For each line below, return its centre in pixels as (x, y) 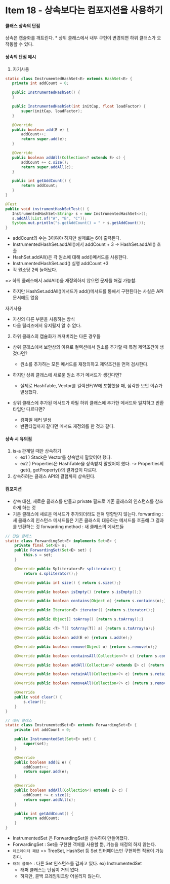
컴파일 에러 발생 (36, 420)
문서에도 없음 (26, 298)
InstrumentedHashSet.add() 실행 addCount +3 (60, 264)
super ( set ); (36, 744)
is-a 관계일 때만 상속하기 (37, 451)
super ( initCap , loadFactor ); (52, 111)
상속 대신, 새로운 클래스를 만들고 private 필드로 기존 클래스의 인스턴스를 (83, 501)
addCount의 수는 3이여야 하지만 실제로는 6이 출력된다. (67, 238)
